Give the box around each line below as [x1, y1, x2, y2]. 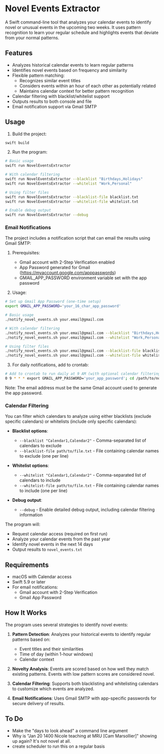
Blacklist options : [12, 428, 48, 434]
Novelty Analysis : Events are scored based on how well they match [12, 666, 149, 672]
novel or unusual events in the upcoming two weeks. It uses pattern [5, 24, 141, 30]
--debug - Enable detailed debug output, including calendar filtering [19, 507, 155, 512]
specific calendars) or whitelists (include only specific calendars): [5, 418, 138, 424]
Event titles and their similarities [19, 646, 84, 652]
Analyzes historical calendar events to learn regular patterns [12, 62, 134, 68]
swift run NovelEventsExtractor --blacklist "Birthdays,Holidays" [5, 177, 143, 182]
